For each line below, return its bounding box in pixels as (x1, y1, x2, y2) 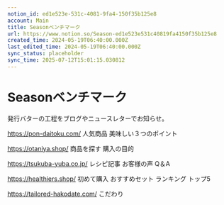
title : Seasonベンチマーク (7, 23, 81, 31)
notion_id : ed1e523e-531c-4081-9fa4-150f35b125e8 (7, 10, 157, 18)
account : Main (7, 17, 50, 24)
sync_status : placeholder (7, 50, 84, 57)
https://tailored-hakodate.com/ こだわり (7, 189, 124, 198)
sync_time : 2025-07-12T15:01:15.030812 (7, 57, 125, 64)
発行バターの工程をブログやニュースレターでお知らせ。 (7, 114, 169, 123)
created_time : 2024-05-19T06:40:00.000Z (7, 37, 129, 44)
